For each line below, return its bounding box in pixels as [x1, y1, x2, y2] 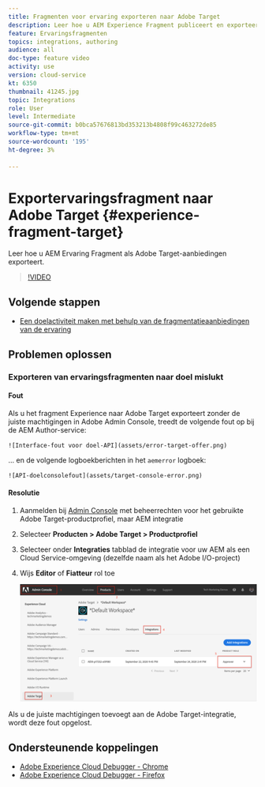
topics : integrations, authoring [8, 38, 118, 46]
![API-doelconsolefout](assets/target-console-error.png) [8, 471, 203, 479]
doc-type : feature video [8, 54, 90, 62]
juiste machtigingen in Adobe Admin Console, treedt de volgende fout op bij [8, 417, 255, 426]
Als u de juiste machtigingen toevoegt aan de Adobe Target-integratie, [8, 710, 237, 719]
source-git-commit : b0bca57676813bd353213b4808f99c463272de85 [8, 121, 217, 129]
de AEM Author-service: [8, 425, 87, 434]
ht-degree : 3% [8, 146, 55, 154]
